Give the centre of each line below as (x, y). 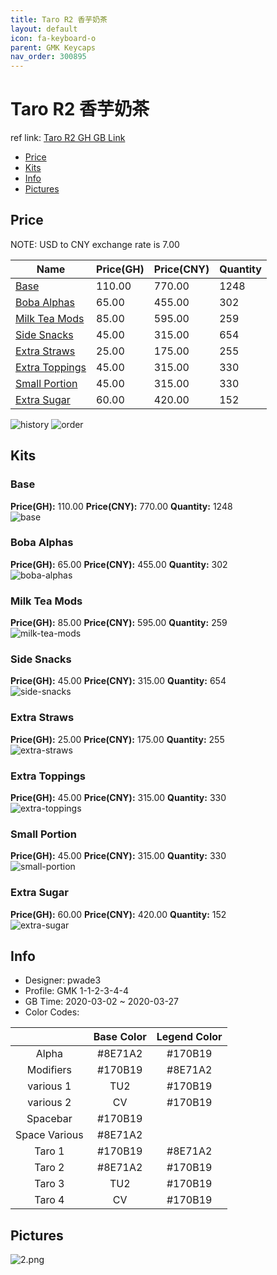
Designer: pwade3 (63, 980)
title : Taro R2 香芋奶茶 (59, 19)
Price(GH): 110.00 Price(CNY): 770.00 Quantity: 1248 (121, 506)
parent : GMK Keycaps (53, 47)
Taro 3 (49, 1184)
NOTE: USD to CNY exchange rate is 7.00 (95, 244)
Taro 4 (49, 1200)
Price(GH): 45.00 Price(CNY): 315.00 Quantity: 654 (118, 681)
